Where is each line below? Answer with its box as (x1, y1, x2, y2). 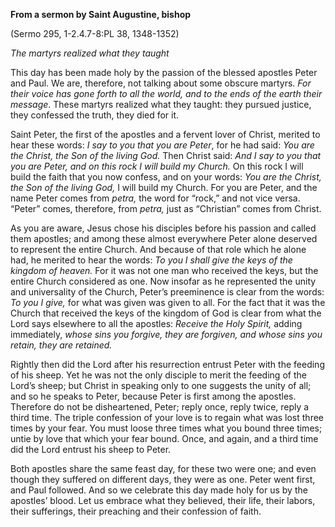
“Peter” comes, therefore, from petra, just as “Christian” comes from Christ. (10, 203, 322, 214)
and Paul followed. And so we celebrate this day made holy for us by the (10, 484, 308, 496)
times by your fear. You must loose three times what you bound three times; (10, 422, 323, 434)
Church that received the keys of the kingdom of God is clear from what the (10, 307, 322, 319)
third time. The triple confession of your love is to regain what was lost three (10, 412, 324, 423)
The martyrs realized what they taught (10, 47, 170, 59)
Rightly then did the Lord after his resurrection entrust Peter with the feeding (10, 359, 325, 370)
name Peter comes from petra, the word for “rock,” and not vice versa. (10, 192, 301, 204)
